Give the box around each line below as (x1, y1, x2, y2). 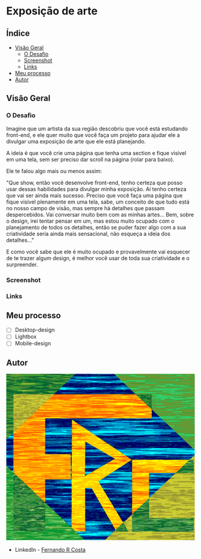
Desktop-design (14, 326, 55, 334)
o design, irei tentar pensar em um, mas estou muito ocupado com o (6, 217, 175, 225)
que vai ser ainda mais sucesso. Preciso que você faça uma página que (6, 192, 183, 199)
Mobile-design (14, 340, 51, 347)
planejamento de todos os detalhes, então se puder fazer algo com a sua (6, 223, 187, 231)
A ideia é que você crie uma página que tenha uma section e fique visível (6, 149, 187, 157)
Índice (6, 28, 30, 38)
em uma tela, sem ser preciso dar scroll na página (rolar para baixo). (6, 156, 175, 163)
